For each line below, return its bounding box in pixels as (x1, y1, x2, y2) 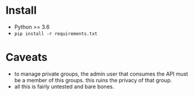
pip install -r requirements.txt (14, 30, 98, 36)
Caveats (5, 51, 48, 64)
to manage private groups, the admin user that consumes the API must (14, 70, 189, 78)
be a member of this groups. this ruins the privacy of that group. (14, 76, 173, 83)
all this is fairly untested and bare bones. (14, 83, 115, 90)
